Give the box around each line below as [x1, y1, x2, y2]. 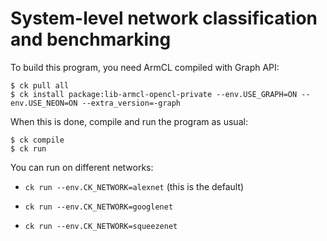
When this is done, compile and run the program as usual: [10, 115, 248, 127]
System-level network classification [10, 7, 318, 30]
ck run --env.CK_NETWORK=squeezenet [24, 221, 178, 231]
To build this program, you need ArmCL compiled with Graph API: [10, 61, 280, 73]
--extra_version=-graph [81, 98, 182, 108]
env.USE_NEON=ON [10, 98, 78, 108]
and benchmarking [10, 28, 172, 51]
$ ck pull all [10, 80, 70, 91]
